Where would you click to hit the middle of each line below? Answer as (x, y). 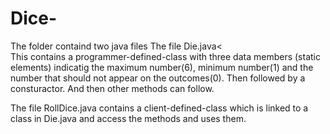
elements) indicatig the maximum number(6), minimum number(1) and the (162, 67)
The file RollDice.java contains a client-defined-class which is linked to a (159, 108)
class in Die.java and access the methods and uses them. (128, 118)
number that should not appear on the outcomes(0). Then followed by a (158, 78)
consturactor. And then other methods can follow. (112, 88)
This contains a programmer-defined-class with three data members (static (165, 56)
